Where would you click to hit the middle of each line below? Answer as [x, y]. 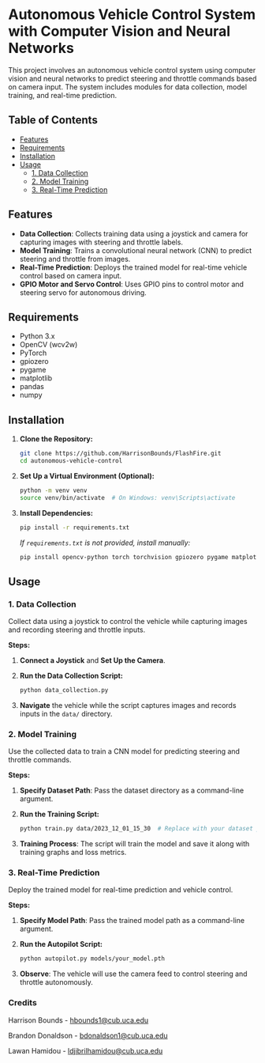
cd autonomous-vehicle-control [71, 461]
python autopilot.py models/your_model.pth [92, 959]
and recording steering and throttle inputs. [77, 630]
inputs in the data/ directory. [66, 714]
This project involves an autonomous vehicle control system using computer [132, 70]
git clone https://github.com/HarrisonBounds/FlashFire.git [120, 454]
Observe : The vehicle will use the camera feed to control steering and [133, 974]
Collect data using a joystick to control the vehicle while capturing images [128, 622]
